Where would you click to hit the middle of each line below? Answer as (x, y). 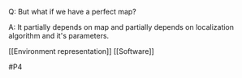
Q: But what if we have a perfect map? (72, 12)
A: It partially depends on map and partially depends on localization (121, 27)
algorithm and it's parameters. (59, 36)
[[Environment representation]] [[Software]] (81, 51)
